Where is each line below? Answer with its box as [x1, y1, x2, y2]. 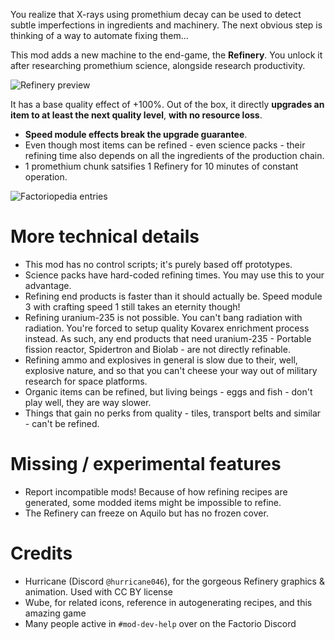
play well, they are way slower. [24, 396, 152, 408]
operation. [24, 171, 68, 183]
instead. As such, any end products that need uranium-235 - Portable [24, 332, 312, 344]
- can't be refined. [24, 417, 100, 429]
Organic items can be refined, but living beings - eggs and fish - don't [24, 385, 313, 398]
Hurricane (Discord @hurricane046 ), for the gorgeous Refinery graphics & [24, 575, 325, 587]
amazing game [24, 607, 87, 619]
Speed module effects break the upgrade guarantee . [24, 129, 248, 140]
